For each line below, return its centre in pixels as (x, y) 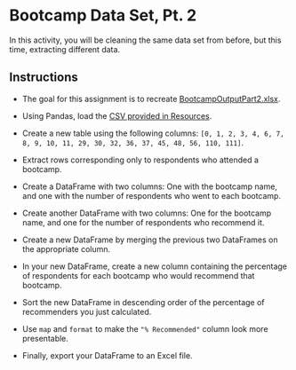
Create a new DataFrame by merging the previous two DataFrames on (150, 240)
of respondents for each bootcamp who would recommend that (138, 275)
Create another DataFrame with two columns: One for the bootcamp (147, 213)
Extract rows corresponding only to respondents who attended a (140, 160)
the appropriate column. (66, 248)
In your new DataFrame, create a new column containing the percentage (154, 266)
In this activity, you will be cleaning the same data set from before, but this (145, 40)
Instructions (44, 78)
